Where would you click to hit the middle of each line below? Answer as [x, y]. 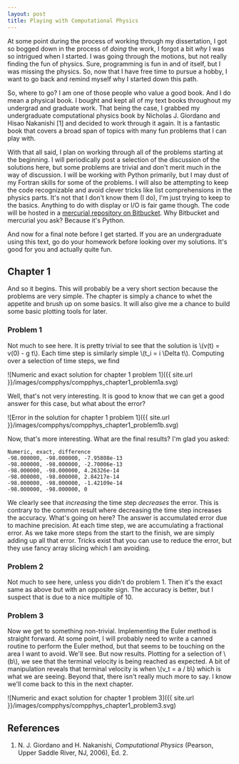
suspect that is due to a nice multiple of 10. [70, 597]
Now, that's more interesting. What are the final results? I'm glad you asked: [118, 439]
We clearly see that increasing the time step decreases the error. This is [113, 502]
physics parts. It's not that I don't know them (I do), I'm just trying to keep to [119, 198]
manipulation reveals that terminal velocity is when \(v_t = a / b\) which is [114, 669]
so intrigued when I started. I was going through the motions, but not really [117, 56]
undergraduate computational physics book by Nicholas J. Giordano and [114, 116]
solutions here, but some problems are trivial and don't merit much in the [114, 167]
